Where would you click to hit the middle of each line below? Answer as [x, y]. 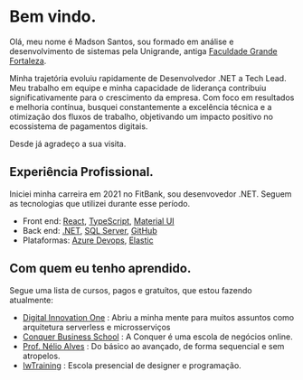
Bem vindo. [53, 17]
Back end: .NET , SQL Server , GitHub [90, 230]
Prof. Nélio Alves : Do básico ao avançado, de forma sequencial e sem [153, 346]
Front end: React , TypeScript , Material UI [98, 221]
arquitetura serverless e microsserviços [96, 327]
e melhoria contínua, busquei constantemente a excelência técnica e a [141, 107]
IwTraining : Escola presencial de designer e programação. [132, 365]
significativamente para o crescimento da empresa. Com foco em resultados [152, 97]
